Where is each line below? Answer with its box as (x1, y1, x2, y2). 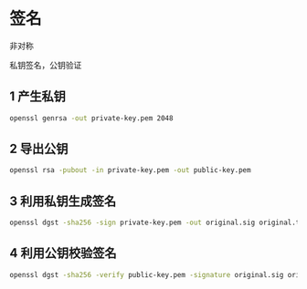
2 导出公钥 (9, 141, 69, 157)
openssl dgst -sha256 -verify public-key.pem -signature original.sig (9, 270, 284, 279)
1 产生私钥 (9, 88, 67, 105)
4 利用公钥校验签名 (9, 245, 117, 261)
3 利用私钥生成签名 (9, 193, 117, 209)
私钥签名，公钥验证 (9, 59, 82, 70)
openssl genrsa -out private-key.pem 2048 (9, 113, 174, 123)
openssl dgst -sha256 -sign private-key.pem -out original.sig (9, 218, 256, 228)
